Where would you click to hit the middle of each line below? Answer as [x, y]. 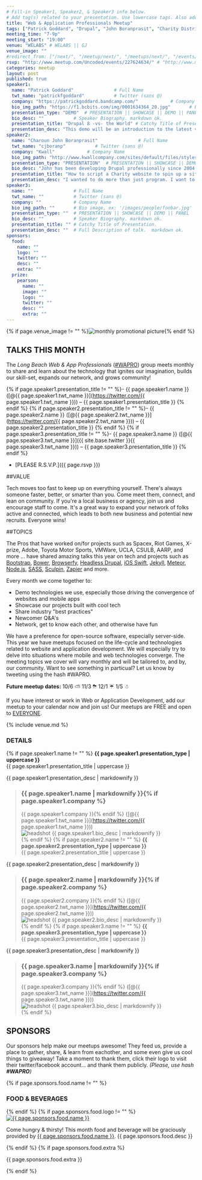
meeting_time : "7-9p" [33, 34]
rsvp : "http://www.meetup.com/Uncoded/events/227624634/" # [83, 62]
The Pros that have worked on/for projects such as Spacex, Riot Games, [96, 543]
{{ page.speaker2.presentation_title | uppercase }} [83, 852]
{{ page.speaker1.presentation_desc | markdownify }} [72, 778]
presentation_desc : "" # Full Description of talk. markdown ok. [98, 230]
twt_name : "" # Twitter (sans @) [67, 196]
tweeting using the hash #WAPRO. [49, 674]
